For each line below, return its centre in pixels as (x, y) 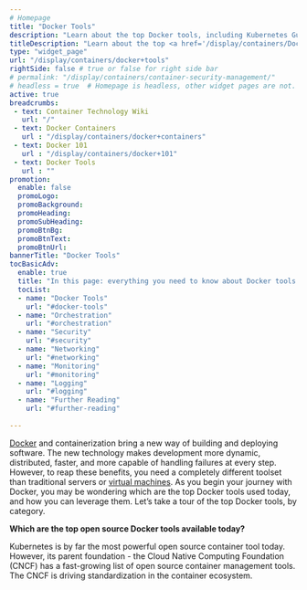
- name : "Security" (55, 332)
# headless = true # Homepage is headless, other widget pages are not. (153, 86)
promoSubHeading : (51, 221)
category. (27, 511)
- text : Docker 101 (51, 145)
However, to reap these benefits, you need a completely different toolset (146, 472)
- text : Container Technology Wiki (81, 111)
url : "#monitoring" (63, 374)
